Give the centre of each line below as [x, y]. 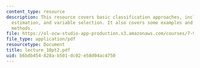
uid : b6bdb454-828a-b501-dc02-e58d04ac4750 [61, 56]
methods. [22, 28]
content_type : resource [36, 12]
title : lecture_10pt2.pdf [38, 50]
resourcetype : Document [36, 45]
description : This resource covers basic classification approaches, [94, 17]
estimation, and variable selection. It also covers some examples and [102, 22]
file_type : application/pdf [41, 39]
